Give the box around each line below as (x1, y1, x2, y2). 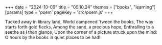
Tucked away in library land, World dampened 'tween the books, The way (5, 19, 154, 24)
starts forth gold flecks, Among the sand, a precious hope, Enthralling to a (5, 24, 154, 30)
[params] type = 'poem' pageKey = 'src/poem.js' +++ (5, 9, 114, 15)
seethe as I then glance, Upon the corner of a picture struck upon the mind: (5, 29, 158, 35)
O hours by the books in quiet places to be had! (5, 34, 101, 40)
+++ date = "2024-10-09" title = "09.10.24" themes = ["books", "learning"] (5, 4, 156, 10)
